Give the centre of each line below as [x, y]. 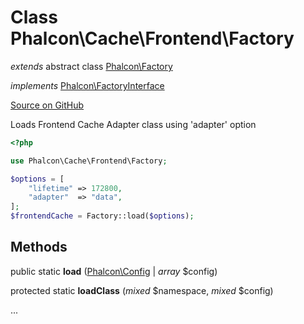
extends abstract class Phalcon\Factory [91, 66]
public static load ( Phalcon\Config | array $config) [114, 271]
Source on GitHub [47, 105]
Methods [39, 247]
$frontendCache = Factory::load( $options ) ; [102, 216]
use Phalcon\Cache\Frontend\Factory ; [89, 161]
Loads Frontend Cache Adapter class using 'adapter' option [133, 124]
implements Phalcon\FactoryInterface [87, 85]
